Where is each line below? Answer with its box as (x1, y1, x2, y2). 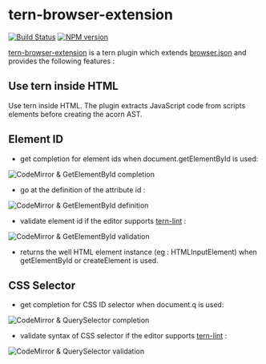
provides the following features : (8, 56, 115, 66)
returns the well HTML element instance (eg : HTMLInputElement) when (19, 247, 258, 257)
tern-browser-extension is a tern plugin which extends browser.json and (8, 47, 247, 57)
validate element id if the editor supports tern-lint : (19, 216, 187, 225)
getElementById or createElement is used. (19, 255, 159, 265)
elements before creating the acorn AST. (8, 109, 143, 119)
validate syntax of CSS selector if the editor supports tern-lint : (19, 331, 228, 341)
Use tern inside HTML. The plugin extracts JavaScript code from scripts (8, 100, 246, 110)
